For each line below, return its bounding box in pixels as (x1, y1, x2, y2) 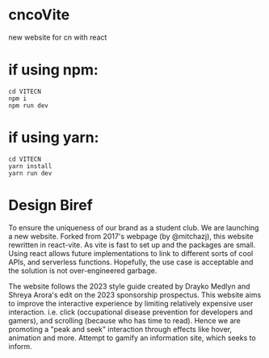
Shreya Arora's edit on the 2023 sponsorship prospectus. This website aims (8, 289, 262, 300)
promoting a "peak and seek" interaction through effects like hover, (8, 324, 233, 334)
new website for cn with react (8, 32, 107, 42)
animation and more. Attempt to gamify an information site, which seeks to (8, 333, 256, 343)
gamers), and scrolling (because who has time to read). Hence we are (8, 315, 241, 325)
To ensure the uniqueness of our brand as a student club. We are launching (8, 222, 259, 232)
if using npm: (8, 61, 99, 79)
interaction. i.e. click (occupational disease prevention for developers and (8, 307, 253, 317)
